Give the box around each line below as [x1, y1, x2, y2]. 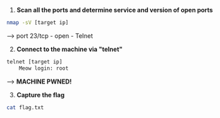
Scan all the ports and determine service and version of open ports [16, 6, 213, 14]
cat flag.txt [6, 104, 44, 111]
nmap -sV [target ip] [6, 19, 69, 26]
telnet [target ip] [6, 58, 63, 65]
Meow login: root [19, 65, 69, 72]
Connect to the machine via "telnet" [16, 45, 123, 53]
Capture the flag [16, 90, 65, 99]
